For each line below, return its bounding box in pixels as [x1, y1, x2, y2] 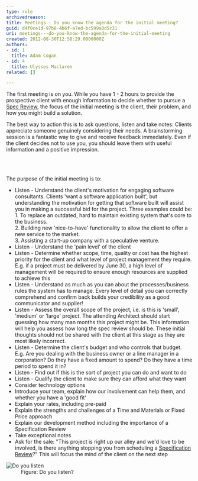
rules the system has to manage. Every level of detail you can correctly [14, 288, 188, 295]
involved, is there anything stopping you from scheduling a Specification [14, 444, 191, 451]
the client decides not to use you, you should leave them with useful [6, 140, 172, 147]
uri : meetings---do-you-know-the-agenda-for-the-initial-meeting [6, 31, 170, 37]
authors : [6, 42, 28, 48]
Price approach [14, 413, 53, 420]
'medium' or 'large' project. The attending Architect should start [14, 312, 170, 319]
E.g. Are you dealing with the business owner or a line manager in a [14, 350, 179, 357]
